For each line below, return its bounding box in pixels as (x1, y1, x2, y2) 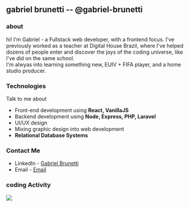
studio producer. (6, 67, 46, 74)
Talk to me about (6, 95, 47, 102)
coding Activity (6, 181, 51, 189)
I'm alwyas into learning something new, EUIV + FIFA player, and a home (6, 61, 181, 68)
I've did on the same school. (6, 54, 75, 61)
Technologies (6, 82, 46, 90)
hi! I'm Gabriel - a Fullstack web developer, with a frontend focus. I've (6, 35, 175, 43)
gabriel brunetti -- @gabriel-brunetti (6, 5, 143, 15)
